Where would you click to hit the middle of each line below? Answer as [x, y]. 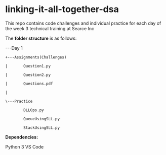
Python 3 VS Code [25, 146]
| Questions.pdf [29, 84]
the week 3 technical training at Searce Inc [50, 28]
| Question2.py [28, 75]
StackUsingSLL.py [41, 128]
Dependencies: [22, 137]
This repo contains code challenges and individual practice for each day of [83, 23]
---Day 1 [14, 48]
